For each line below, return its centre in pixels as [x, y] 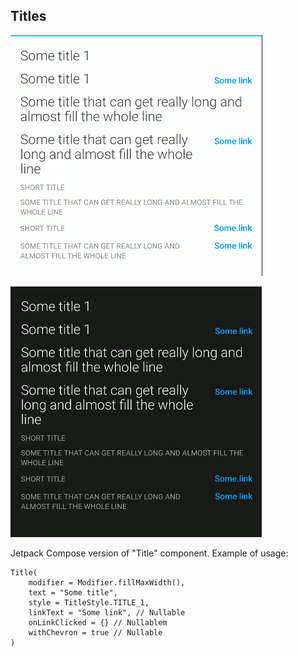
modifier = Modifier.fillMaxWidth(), [107, 582]
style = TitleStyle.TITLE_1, [89, 602]
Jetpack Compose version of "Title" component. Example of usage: [149, 553]
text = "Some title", [73, 592]
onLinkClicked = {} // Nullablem [98, 622]
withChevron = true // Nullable [95, 632]
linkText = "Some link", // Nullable [107, 612]
